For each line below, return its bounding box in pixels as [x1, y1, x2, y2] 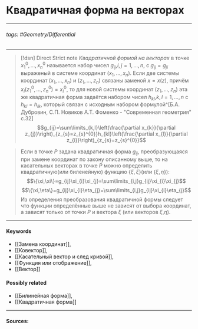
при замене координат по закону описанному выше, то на [20, 156, 168, 163]
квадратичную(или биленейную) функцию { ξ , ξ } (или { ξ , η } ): [20, 169, 170, 176]
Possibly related [6, 279, 47, 286]
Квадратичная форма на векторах [6, 4, 184, 17]
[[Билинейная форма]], [14, 292, 72, 300]
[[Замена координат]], [14, 241, 71, 248]
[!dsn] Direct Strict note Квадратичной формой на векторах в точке [20, 54, 190, 62]
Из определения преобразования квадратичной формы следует [20, 196, 183, 203]
